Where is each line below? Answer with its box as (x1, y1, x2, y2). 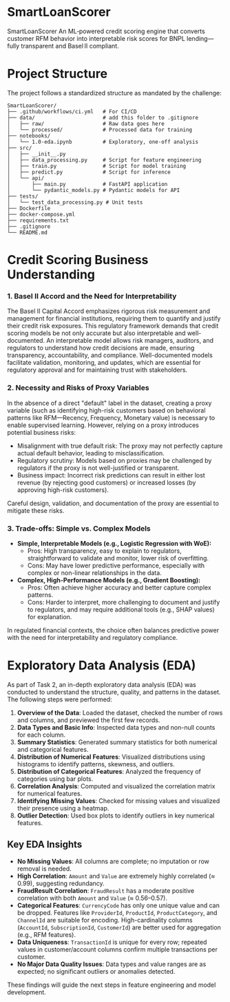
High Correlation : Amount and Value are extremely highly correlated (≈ (17, 871, 216, 880)
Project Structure (7, 66, 108, 82)
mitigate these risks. (7, 506, 65, 515)
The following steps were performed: (7, 695, 112, 703)
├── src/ (7, 144, 32, 151)
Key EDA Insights (7, 839, 83, 851)
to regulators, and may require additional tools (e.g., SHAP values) (27, 605, 215, 614)
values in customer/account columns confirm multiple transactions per (17, 945, 218, 954)
